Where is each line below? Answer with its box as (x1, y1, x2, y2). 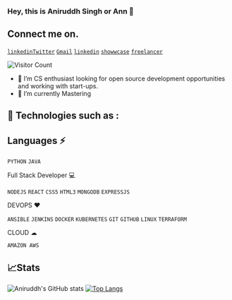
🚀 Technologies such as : (7, 109, 119, 122)
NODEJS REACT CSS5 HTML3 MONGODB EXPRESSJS (7, 188, 130, 196)
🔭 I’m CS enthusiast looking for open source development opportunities (17, 74, 226, 83)
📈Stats (7, 262, 41, 274)
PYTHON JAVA (7, 158, 41, 165)
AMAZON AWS (7, 241, 39, 249)
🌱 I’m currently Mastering (17, 89, 92, 97)
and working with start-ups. (17, 81, 99, 90)
